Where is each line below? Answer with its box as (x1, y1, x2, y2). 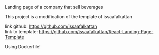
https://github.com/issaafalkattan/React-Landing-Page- (39, 29, 154, 34)
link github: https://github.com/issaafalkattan (5, 23, 97, 29)
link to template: (5, 29, 38, 34)
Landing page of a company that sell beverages (5, 4, 103, 10)
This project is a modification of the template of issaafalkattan (5, 14, 132, 19)
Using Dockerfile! (5, 44, 41, 49)
